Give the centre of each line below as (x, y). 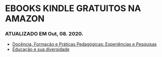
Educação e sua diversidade (41, 49)
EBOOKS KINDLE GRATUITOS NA (73, 8)
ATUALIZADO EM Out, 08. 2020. (44, 34)
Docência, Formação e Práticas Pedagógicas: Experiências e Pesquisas (84, 44)
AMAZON (25, 19)
